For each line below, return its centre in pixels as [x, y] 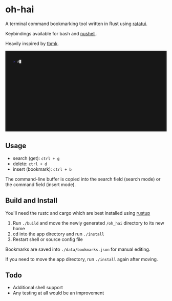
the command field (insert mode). [40, 184]
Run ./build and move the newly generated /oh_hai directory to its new [89, 223]
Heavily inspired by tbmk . [32, 43]
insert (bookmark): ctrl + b [42, 169]
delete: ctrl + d [30, 164]
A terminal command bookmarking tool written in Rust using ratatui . [76, 24]
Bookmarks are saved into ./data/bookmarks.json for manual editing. [78, 249]
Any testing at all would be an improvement [58, 293]
